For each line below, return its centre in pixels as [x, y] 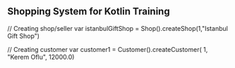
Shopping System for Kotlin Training [89, 12]
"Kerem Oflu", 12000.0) [41, 57]
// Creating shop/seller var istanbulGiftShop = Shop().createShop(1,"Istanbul [117, 28]
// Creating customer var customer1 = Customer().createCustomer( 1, [108, 49]
